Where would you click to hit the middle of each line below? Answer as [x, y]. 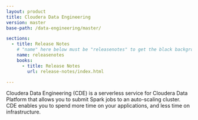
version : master [26, 22]
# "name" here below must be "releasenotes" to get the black [95, 50]
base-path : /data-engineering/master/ [54, 28]
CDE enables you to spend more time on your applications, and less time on [98, 106]
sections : [18, 39]
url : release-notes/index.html [66, 71]
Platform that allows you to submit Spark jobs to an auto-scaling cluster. [93, 99]
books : [25, 60]
